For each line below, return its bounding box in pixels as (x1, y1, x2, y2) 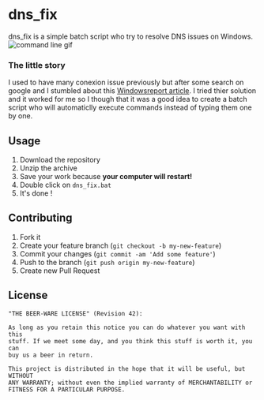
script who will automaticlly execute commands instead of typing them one (8, 103, 252, 112)
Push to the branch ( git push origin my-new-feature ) (19, 257, 195, 267)
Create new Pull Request (19, 266, 100, 275)
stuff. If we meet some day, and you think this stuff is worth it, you (8, 337, 253, 345)
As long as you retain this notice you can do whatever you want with (8, 323, 246, 331)
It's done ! (19, 189, 53, 198)
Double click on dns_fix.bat (19, 180, 112, 190)
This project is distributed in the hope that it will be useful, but (8, 364, 246, 372)
